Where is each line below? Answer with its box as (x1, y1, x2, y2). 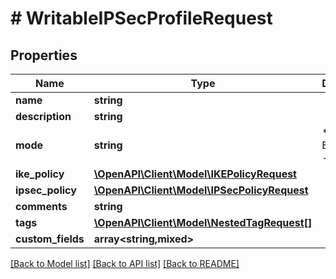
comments (15, 200, 68, 213)
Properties (10, 47, 78, 64)
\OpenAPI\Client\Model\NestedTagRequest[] (93, 216, 313, 229)
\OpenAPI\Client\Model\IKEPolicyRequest (93, 167, 297, 181)
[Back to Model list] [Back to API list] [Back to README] (10, 258, 240, 269)
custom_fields (15, 232, 85, 246)
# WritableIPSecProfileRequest (10, 7, 273, 30)
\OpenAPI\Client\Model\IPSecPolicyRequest (93, 183, 309, 197)
